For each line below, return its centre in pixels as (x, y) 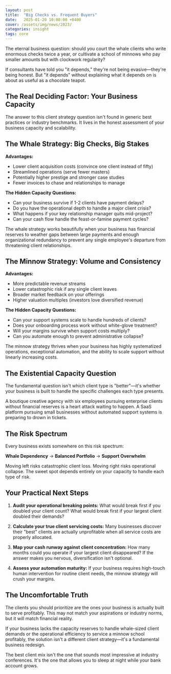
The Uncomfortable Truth (47, 595)
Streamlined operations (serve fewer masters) (61, 172)
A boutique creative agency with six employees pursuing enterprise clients (84, 401)
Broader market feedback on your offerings (58, 295)
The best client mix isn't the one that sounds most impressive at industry (82, 654)
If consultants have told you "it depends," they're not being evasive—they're (86, 69)
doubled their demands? (38, 516)
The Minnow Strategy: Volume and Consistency (83, 262)
